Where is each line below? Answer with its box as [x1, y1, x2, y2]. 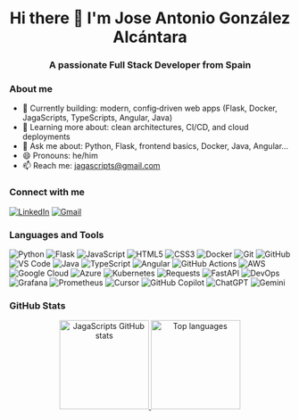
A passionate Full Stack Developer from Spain [48, 59, 252, 71]
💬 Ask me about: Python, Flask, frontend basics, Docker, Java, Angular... [21, 141, 288, 152]
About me [9, 83, 54, 95]
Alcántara [112, 27, 187, 47]
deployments [21, 131, 71, 142]
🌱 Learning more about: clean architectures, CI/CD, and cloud [21, 122, 249, 133]
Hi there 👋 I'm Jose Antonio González [9, 8, 291, 29]
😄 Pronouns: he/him [21, 151, 98, 161]
